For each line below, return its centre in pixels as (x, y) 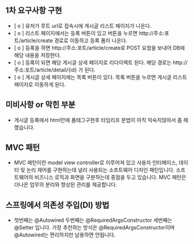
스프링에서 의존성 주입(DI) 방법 (57, 205)
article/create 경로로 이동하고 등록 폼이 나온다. (74, 40)
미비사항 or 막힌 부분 (40, 105)
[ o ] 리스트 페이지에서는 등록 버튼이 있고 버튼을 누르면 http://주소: (89, 33)
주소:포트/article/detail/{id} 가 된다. (55, 70)
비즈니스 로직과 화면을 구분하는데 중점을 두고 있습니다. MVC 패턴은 (110, 177)
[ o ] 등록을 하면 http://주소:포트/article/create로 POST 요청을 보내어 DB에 (99, 48)
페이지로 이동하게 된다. (40, 84)
